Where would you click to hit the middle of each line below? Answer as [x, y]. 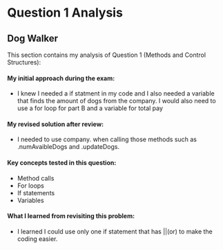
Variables [30, 200]
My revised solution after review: [56, 124]
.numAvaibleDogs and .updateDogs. [68, 147]
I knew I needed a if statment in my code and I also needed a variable [116, 93]
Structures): [24, 62]
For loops [31, 186]
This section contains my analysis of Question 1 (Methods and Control [106, 55]
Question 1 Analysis [65, 13]
